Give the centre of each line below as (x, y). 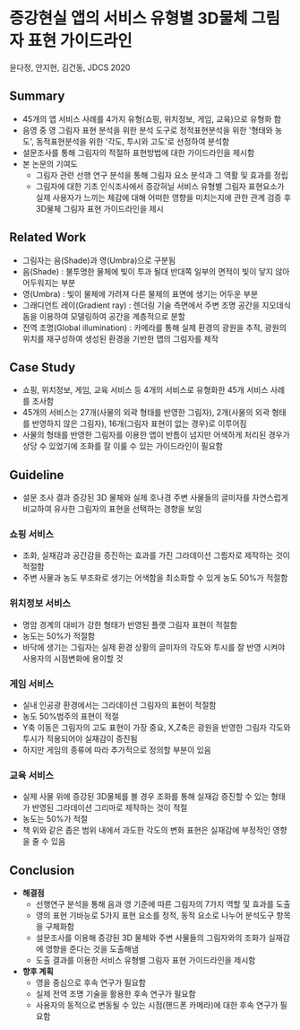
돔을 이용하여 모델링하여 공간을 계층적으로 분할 (103, 316)
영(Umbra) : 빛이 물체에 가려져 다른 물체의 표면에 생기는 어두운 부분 (140, 293)
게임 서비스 (32, 684)
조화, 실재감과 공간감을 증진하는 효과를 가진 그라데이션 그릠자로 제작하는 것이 (156, 555)
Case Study (43, 367)
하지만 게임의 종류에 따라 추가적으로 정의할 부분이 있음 (117, 750)
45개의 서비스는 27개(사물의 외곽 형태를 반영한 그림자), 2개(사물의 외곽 (146, 413)
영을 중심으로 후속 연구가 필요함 (90, 982)
